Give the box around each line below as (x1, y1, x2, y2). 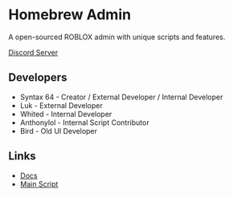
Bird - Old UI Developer (19, 126, 98, 135)
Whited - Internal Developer (19, 109, 112, 119)
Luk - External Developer (19, 100, 103, 110)
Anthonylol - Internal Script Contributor (19, 118, 150, 127)
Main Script (19, 179, 59, 189)
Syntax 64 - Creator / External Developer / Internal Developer (19, 92, 223, 102)
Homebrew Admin (8, 6, 131, 24)
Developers (8, 70, 67, 85)
